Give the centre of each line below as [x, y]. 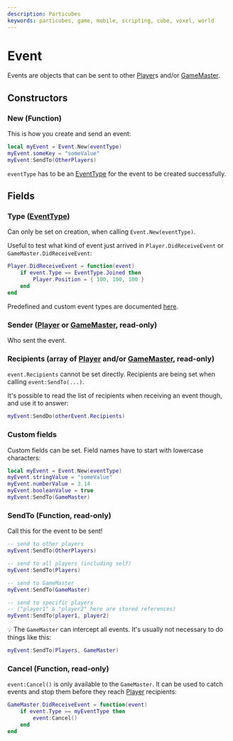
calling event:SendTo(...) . [46, 382]
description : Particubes [44, 14]
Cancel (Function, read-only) [58, 668]
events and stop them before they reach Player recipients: [92, 692]
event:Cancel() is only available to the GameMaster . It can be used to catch [115, 684]
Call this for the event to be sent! [55, 531]
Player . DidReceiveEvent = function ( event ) [71, 266]
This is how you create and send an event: [69, 134]
